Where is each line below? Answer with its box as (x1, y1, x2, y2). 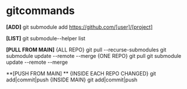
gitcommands (6, 4, 75, 18)
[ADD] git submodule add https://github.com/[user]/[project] (6, 23, 153, 30)
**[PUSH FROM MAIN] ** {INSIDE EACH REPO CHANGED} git (6, 70, 157, 77)
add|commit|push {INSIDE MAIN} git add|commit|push (6, 76, 138, 83)
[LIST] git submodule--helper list (6, 35, 86, 42)
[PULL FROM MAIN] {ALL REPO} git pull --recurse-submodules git (6, 46, 166, 53)
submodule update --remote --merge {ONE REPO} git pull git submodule (6, 52, 182, 59)
